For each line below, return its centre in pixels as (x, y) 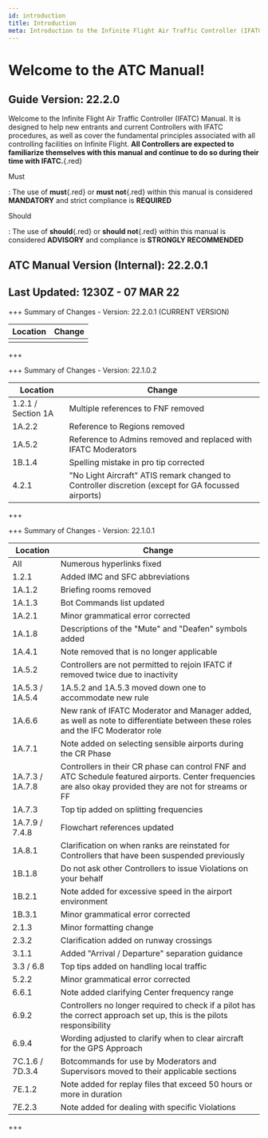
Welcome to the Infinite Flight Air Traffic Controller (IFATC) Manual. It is (125, 119)
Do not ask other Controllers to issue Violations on (154, 868)
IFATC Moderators (103, 449)
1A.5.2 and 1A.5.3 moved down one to (133, 687)
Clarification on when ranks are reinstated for (145, 846)
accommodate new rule (104, 698)
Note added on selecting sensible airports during (152, 743)
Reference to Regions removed (127, 426)
